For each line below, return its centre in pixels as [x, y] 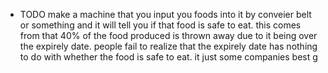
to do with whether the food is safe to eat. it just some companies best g [168, 57]
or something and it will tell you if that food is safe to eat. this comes [160, 25]
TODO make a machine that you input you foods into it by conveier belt [165, 14]
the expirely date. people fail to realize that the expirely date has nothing [168, 46]
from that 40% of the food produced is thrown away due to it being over [168, 35]
